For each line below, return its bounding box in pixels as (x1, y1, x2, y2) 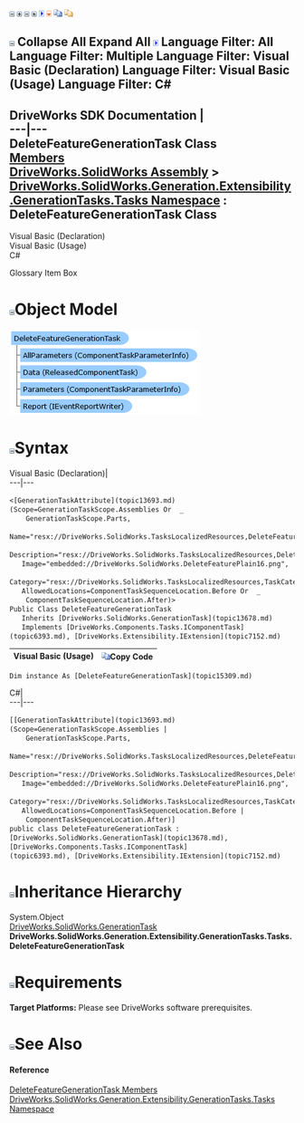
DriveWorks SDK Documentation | (9, 108, 204, 123)
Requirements (14, 973, 123, 993)
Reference (9, 1064, 50, 1075)
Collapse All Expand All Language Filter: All (16, 34, 274, 50)
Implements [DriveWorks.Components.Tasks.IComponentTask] (21, 623, 245, 632)
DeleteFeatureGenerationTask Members (9, 1084, 158, 1095)
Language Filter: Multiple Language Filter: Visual (9, 49, 290, 64)
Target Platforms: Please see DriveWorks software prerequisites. (9, 1002, 253, 1013)
